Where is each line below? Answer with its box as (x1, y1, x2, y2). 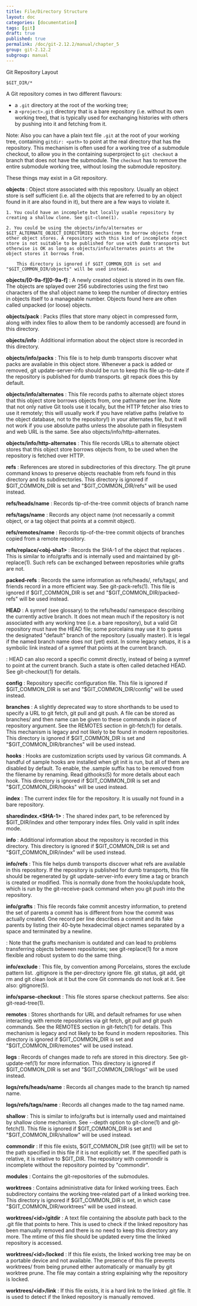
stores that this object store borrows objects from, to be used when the (6, 446, 178, 453)
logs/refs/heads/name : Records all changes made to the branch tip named (6, 1083, 189, 1090)
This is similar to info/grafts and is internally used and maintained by (6, 552, 171, 560)
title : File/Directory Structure (6, 8, 88, 15)
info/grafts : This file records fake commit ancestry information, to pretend (6, 903, 187, 910)
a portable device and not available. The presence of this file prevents (6, 1257, 175, 1264)
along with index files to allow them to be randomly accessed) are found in (6, 319, 186, 326)
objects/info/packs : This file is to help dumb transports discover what (6, 354, 178, 361)
